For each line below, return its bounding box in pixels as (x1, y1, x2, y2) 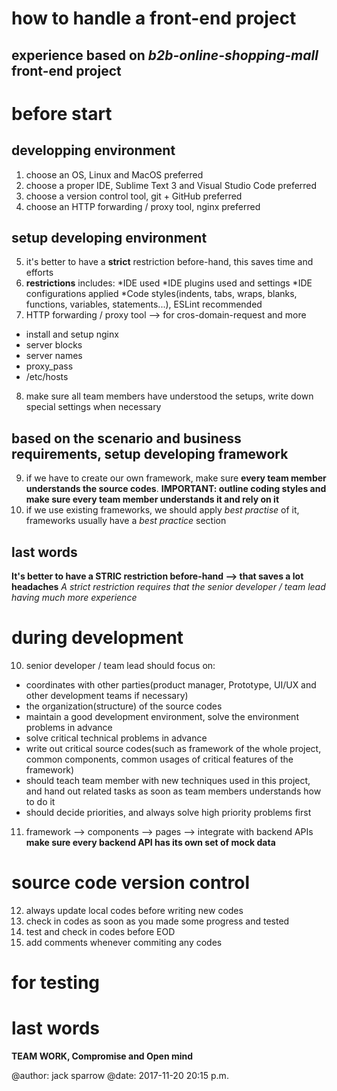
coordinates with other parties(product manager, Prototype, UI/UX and (25, 678, 317, 691)
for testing (11, 972, 101, 994)
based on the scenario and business (11, 430, 242, 447)
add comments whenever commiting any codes (25, 936, 223, 948)
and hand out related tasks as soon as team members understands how (25, 785, 322, 797)
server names (25, 350, 83, 362)
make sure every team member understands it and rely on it (25, 493, 280, 506)
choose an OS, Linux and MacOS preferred (25, 168, 204, 181)
